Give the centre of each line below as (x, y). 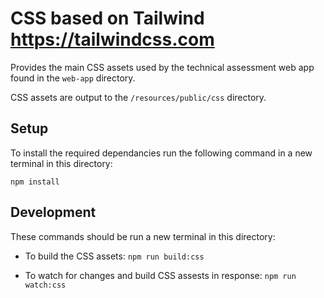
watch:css (45, 285)
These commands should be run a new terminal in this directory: (143, 236)
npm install (35, 182)
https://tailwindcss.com (112, 39)
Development (53, 212)
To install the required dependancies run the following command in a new (161, 153)
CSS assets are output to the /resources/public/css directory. (138, 97)
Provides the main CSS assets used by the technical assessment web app (162, 67)
